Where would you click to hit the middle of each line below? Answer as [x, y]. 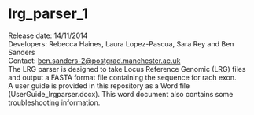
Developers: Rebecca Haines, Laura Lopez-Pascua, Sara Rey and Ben [121, 43]
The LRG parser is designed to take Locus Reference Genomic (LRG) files [127, 69]
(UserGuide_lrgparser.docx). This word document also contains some [121, 94]
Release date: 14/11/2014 [48, 35]
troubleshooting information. [54, 102]
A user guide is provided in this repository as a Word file [99, 85]
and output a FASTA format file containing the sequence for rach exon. [122, 77]
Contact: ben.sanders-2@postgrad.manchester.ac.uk [94, 61]
